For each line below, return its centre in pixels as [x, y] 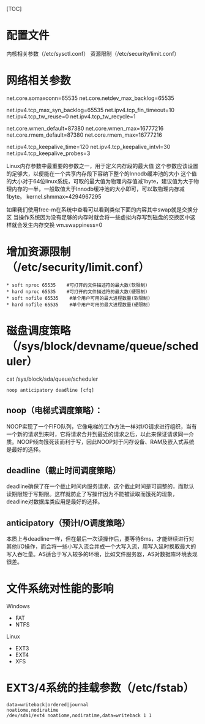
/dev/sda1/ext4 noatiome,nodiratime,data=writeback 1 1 [79, 716]
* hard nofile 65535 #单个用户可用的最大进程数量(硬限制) [79, 305]
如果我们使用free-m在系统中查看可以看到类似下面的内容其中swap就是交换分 [102, 209]
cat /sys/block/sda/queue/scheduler [52, 379]
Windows [18, 606]
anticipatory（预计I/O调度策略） [68, 523]
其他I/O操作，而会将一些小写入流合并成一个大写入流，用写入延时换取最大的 [101, 547]
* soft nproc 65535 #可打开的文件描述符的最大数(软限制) [77, 285]
